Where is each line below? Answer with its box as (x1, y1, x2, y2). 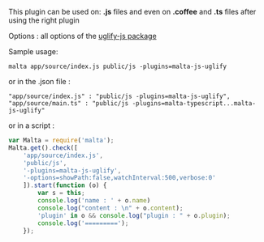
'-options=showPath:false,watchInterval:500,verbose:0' (23, 174, 217, 182)
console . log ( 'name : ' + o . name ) (37, 197, 151, 205)
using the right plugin (8, 15, 80, 25)
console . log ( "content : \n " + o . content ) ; (37, 204, 184, 212)
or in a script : (8, 121, 55, 130)
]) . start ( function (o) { (23, 181, 107, 189)
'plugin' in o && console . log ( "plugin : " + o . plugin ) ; (37, 211, 231, 219)
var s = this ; (37, 189, 85, 197)
